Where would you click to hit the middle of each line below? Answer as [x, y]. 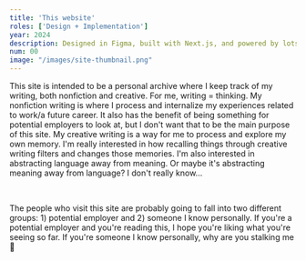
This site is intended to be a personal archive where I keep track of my [141, 86]
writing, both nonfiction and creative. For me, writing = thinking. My [136, 95]
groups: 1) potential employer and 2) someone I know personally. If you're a [151, 218]
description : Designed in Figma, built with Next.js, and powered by [144, 43]
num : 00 [24, 52]
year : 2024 [30, 35]
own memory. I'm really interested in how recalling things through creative [148, 144]
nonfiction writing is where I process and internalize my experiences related [152, 105]
